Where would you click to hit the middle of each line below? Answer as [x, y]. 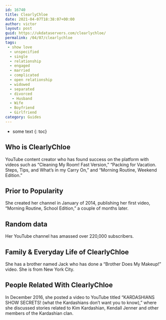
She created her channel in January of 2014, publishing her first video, [78, 203]
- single [19, 56]
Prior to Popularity [34, 191]
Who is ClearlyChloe [38, 147]
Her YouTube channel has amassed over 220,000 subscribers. [69, 236]
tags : [11, 43]
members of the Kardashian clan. [39, 313]
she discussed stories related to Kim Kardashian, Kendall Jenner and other [82, 308]
